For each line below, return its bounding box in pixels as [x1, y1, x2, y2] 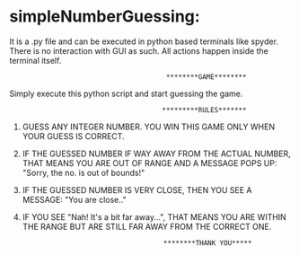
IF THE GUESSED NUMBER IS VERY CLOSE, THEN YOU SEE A [22, 184, 252, 195]
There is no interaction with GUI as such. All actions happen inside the [9, 45, 269, 56]
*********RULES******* [162, 105, 247, 114]
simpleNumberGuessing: [9, 6, 200, 27]
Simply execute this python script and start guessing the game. [9, 88, 243, 99]
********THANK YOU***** [163, 238, 252, 248]
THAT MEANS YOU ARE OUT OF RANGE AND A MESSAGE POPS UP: [22, 157, 277, 168]
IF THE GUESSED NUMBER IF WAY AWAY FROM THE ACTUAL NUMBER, [22, 148, 292, 159]
